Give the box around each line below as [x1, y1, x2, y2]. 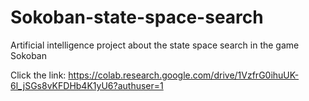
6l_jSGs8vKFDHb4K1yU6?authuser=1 [10, 79, 164, 91]
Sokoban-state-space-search [10, 6, 264, 29]
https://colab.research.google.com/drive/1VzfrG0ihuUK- [68, 69, 300, 81]
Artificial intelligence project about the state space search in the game [10, 39, 300, 51]
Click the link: [10, 69, 67, 81]
